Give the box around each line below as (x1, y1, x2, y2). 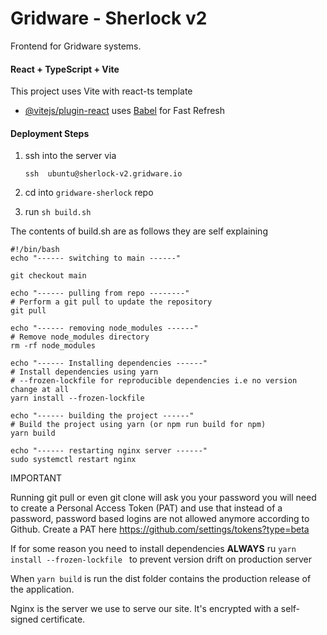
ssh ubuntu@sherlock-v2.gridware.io (24, 169, 183, 179)
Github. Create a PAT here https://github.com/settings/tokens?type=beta (10, 523, 310, 536)
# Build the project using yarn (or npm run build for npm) (10, 420, 267, 430)
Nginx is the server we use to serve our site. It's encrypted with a (10, 603, 279, 615)
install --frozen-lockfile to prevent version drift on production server (10, 553, 312, 566)
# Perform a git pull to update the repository (10, 297, 213, 307)
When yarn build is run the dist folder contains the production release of (10, 573, 312, 585)
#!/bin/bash (10, 245, 60, 255)
